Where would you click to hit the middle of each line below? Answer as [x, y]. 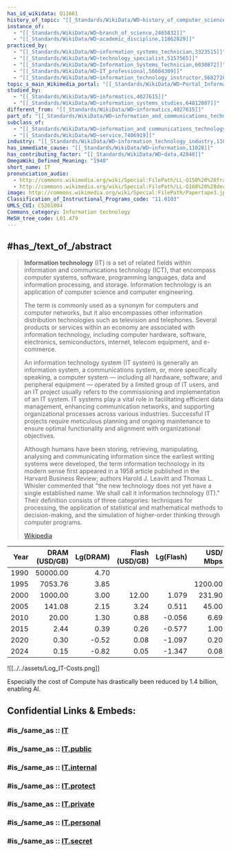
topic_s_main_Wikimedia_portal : [53, 84]
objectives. [40, 436]
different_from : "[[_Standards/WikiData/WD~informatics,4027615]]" [106, 110]
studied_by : [24, 90]
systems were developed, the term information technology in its [114, 464]
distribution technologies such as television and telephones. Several [120, 320]
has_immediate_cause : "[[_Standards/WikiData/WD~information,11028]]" [110, 148]
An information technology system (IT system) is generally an [111, 363]
